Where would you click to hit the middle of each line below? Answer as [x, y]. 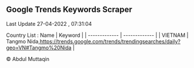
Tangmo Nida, [23, 41]
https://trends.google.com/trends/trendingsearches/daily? [110, 41]
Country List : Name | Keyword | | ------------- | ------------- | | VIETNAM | [97, 35]
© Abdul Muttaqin [28, 59]
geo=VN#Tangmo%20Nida [39, 47]
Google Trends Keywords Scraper [69, 10]
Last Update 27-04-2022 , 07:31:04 [49, 23]
